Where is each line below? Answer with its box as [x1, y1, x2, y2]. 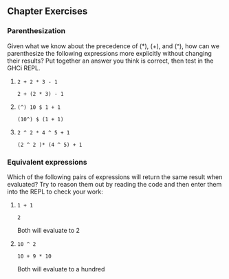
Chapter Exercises [7, 6, 88, 17]
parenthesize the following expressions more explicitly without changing [7, 49, 212, 57]
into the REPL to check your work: [7, 187, 103, 196]
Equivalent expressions [7, 157, 87, 167]
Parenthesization [7, 26, 66, 36]
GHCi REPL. [7, 63, 41, 72]
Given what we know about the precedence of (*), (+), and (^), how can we [7, 41, 220, 50]
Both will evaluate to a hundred [17, 265, 105, 273]
